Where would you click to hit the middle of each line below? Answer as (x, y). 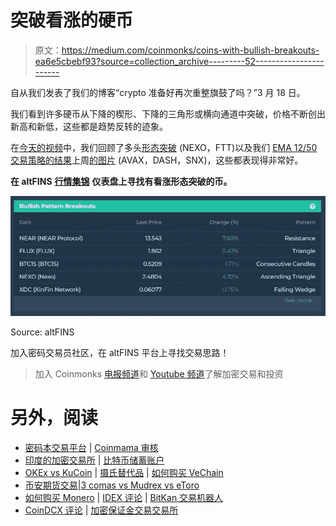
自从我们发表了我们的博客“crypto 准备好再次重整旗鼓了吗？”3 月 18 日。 (158, 92)
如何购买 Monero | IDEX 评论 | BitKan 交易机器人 (124, 497)
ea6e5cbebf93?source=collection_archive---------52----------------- (179, 61)
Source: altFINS (42, 332)
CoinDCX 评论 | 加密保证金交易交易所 (101, 510)
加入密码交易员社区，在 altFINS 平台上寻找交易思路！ (120, 352)
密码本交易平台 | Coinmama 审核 (91, 447)
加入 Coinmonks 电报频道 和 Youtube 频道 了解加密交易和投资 (159, 373)
